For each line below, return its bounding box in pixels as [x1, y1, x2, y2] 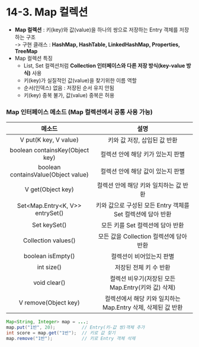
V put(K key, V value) [20, 136, 79, 144]
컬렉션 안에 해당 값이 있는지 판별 [100, 167, 185, 175]
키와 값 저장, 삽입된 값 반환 [107, 136, 178, 144]
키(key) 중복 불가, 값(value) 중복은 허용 [23, 91, 115, 98]
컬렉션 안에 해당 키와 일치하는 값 [97, 181, 182, 189]
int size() [37, 263, 62, 271]
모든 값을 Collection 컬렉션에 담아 [98, 232, 188, 240]
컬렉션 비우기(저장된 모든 [110, 275, 176, 283]
